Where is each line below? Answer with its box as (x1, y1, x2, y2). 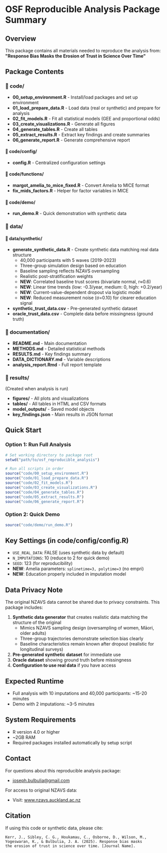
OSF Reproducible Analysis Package (5, 4, 160, 15)
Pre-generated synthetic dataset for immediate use (12, 652, 121, 658)
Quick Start (5, 426, 42, 435)
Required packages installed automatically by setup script (12, 739, 132, 746)
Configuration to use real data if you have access (12, 662, 116, 668)
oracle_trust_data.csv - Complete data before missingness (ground (12, 311, 153, 317)
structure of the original (12, 619, 62, 625)
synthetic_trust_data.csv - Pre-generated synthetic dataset (12, 306, 138, 312)
